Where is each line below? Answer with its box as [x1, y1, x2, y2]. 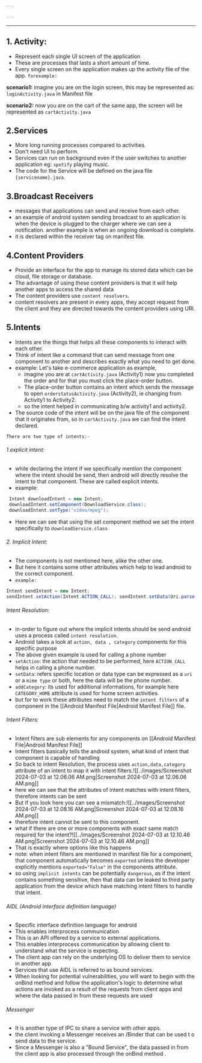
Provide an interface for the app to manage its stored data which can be [14, 266, 194, 274]
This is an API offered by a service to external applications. [14, 934, 161, 942]
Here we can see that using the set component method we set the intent [14, 518, 194, 525]
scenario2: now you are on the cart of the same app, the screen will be [6, 101, 183, 109]
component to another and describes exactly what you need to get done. [14, 358, 196, 365]
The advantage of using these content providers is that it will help [14, 279, 177, 286]
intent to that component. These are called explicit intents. [14, 478, 159, 485]
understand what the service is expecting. [14, 947, 120, 954]
